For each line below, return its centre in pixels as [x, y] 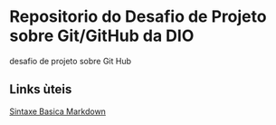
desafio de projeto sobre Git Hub [70, 61]
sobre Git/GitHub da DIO [102, 36]
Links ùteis [41, 89]
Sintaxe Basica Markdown [58, 111]
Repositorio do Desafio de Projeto [138, 17]
